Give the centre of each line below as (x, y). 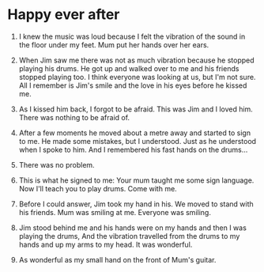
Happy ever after (64, 15)
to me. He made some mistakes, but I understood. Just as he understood (138, 141)
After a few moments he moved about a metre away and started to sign (134, 133)
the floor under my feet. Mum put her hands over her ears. (114, 44)
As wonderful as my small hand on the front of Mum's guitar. (117, 259)
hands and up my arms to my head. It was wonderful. (106, 244)
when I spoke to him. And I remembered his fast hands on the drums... (133, 149)
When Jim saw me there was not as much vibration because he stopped (136, 60)
